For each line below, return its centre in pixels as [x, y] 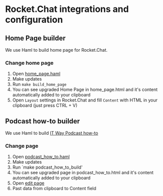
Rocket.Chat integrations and [67, 9]
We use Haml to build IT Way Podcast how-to [52, 133]
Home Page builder [35, 38]
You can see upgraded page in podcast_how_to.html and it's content [83, 173]
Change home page [29, 63]
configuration [34, 20]
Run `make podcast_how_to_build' [48, 167]
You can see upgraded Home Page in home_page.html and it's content [85, 90]
